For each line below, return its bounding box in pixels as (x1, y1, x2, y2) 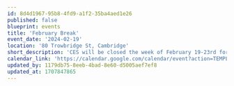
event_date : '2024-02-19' (7, 36, 82, 43)
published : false (7, 17, 58, 24)
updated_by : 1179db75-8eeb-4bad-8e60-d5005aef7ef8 (7, 62, 157, 69)
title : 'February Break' (7, 29, 79, 37)
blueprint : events (7, 23, 61, 30)
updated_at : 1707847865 (7, 68, 77, 75)
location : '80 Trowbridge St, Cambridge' (7, 42, 130, 49)
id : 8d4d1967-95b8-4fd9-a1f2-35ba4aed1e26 (7, 10, 132, 17)
